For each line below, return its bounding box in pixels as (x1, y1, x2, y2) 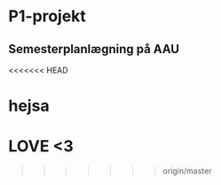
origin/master (162, 166, 212, 176)
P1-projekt (8, 6, 86, 27)
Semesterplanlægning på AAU (8, 42, 179, 57)
